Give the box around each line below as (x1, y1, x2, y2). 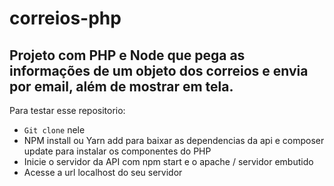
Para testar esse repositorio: (9, 105, 126, 116)
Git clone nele (23, 124, 86, 136)
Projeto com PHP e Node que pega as (9, 47, 246, 64)
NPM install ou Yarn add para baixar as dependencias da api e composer (23, 135, 325, 146)
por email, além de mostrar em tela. (9, 78, 234, 95)
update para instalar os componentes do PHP (23, 145, 212, 157)
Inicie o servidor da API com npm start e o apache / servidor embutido (23, 156, 314, 167)
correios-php (9, 7, 122, 30)
